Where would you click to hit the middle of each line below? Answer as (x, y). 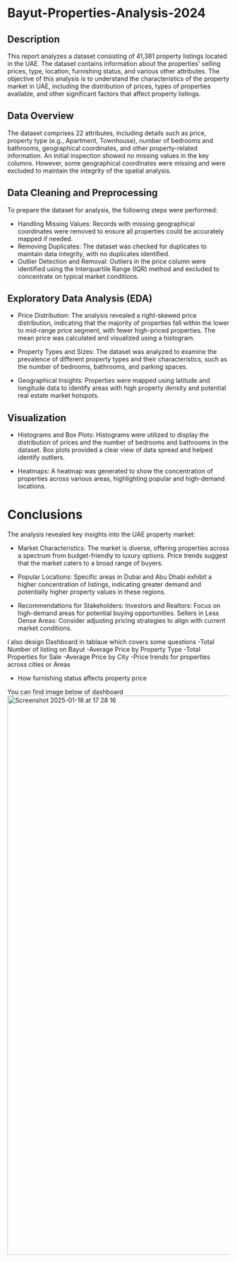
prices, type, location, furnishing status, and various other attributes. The (114, 71)
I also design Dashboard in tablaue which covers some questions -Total (111, 642)
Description (34, 39)
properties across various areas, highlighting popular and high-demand (121, 478)
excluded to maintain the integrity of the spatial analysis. (89, 171)
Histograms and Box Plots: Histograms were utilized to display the (113, 435)
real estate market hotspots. (58, 396)
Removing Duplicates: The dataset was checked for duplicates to (112, 246)
